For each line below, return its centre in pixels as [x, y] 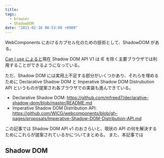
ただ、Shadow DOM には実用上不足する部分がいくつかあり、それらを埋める [82, 76]
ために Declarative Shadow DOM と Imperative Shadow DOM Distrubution [80, 82]
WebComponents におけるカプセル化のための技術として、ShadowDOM [77, 43]
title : [12, 10]
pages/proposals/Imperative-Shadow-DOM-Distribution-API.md [77, 119]
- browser [19, 19]
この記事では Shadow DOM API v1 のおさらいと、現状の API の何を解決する [81, 129]
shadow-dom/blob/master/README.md [52, 103]
